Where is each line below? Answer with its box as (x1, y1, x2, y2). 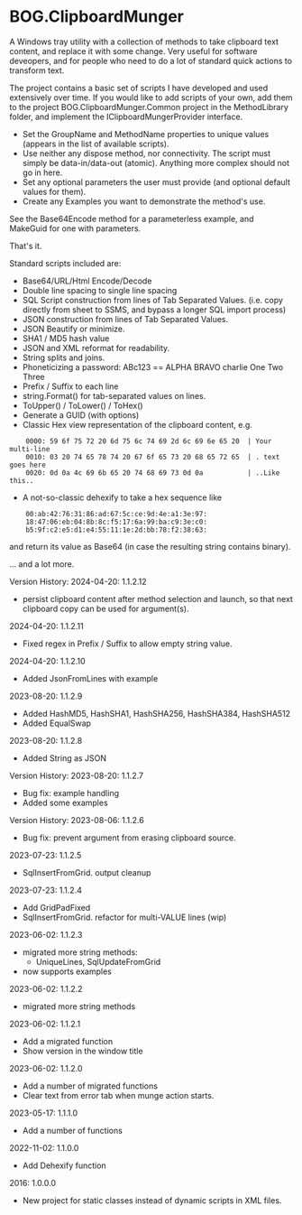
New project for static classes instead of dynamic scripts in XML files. (22, 1194, 282, 1206)
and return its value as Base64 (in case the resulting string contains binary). (9, 541, 291, 552)
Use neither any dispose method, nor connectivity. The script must (22, 147, 270, 159)
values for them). (22, 186, 87, 197)
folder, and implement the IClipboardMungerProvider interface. (9, 111, 243, 122)
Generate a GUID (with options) (22, 409, 140, 421)
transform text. (9, 65, 65, 76)
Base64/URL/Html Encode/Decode (22, 275, 152, 286)
